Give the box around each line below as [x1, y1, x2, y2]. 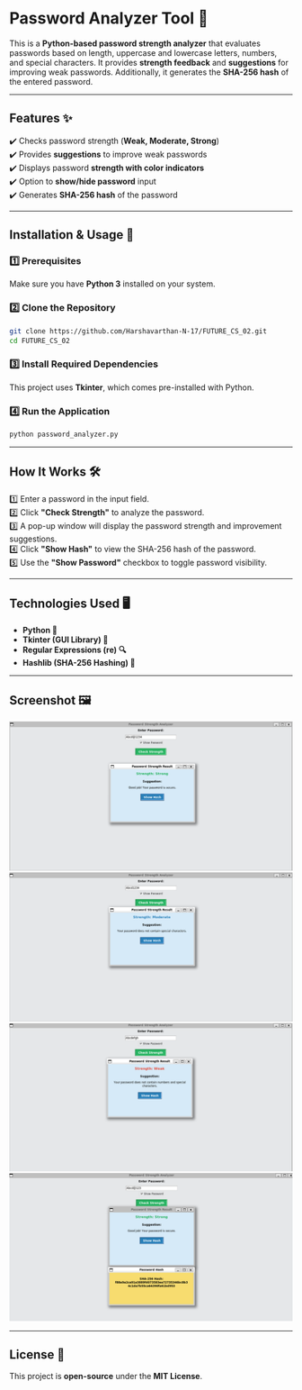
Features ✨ [9, 111, 73, 126]
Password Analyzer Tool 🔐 [9, 8, 209, 29]
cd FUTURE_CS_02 [9, 336, 70, 345]
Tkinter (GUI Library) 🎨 [22, 634, 109, 645]
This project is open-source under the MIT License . [9, 1371, 203, 1382]
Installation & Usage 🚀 [9, 227, 135, 242]
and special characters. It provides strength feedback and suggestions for [9, 57, 289, 68]
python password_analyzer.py [9, 430, 119, 440]
